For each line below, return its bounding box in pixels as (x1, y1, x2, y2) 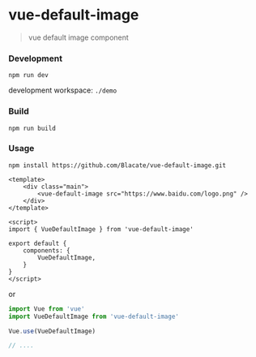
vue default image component (28, 32, 130, 42)
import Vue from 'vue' (8, 304, 85, 313)
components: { (23, 246, 70, 255)
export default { (8, 239, 67, 247)
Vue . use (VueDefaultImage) (8, 327, 96, 335)
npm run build (8, 124, 57, 132)
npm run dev (8, 71, 49, 80)
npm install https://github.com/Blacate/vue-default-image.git (8, 161, 227, 170)
